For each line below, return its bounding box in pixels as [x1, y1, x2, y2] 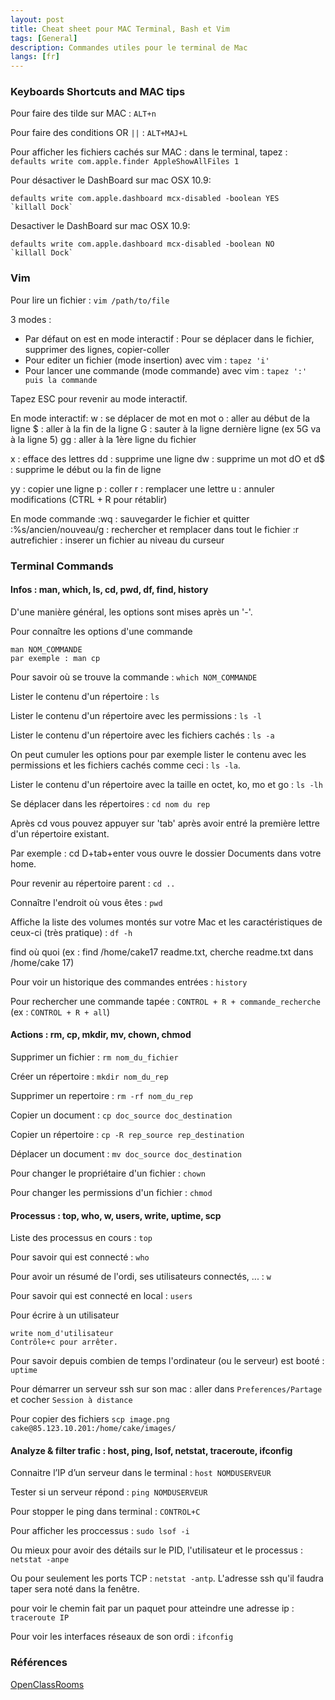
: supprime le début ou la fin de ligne [10, 463, 162, 475]
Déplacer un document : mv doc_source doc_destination [10, 1148, 242, 1160]
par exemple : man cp [10, 653, 101, 663]
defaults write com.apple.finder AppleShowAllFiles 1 [10, 157, 240, 167]
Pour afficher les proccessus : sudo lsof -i [10, 1525, 190, 1537]
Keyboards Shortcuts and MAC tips [10, 85, 186, 99]
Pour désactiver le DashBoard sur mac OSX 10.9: [10, 174, 212, 186]
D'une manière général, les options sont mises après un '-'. [10, 606, 253, 618]
